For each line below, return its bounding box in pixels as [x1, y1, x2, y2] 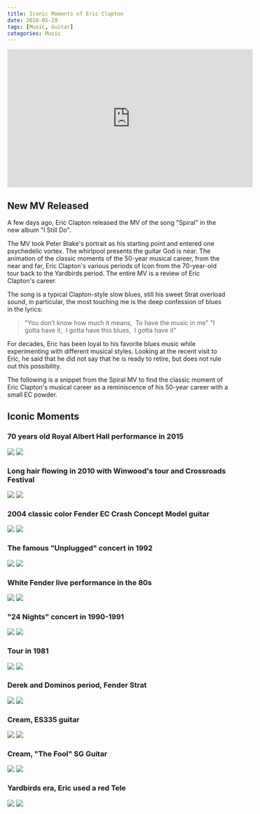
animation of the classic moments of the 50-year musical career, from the [7, 254, 220, 263]
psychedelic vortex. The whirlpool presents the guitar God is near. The [7, 247, 211, 256]
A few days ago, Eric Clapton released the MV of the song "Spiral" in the [7, 219, 217, 227]
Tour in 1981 [7, 646, 49, 656]
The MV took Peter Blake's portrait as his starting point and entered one [7, 240, 215, 248]
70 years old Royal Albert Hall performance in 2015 [7, 432, 184, 441]
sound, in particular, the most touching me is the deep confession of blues [7, 298, 222, 306]
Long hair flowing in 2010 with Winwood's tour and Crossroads [7, 466, 226, 476]
